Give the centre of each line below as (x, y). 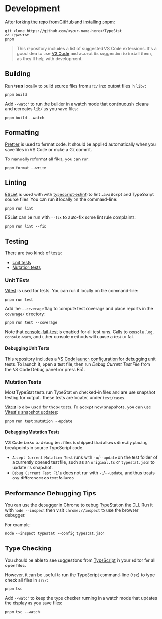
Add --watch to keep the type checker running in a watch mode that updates (81, 598)
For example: (18, 525)
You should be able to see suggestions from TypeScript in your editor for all (80, 560)
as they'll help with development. (50, 58)
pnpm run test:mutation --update (39, 421)
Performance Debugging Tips (51, 493)
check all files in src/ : (27, 580)
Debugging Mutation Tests (32, 432)
